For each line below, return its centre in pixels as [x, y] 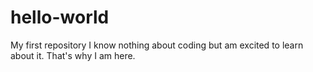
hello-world [60, 17]
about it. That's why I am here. [73, 55]
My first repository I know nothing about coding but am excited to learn [157, 45]
